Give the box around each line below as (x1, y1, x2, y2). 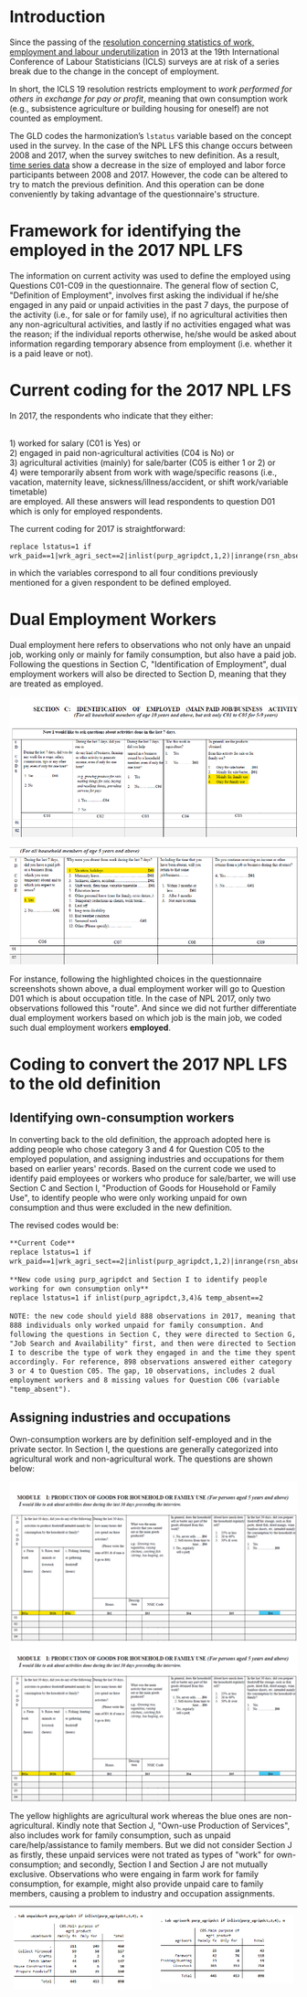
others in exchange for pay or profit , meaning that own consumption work (9, 93, 288, 104)
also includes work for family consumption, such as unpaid (9, 1830, 231, 1841)
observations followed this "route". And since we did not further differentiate (9, 1003, 297, 1014)
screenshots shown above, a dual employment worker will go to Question (9, 983, 286, 994)
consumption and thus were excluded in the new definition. (9, 1202, 233, 1213)
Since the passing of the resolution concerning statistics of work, (9, 37, 255, 48)
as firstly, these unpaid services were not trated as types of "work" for (9, 1849, 275, 1861)
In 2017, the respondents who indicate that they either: (9, 409, 214, 421)
